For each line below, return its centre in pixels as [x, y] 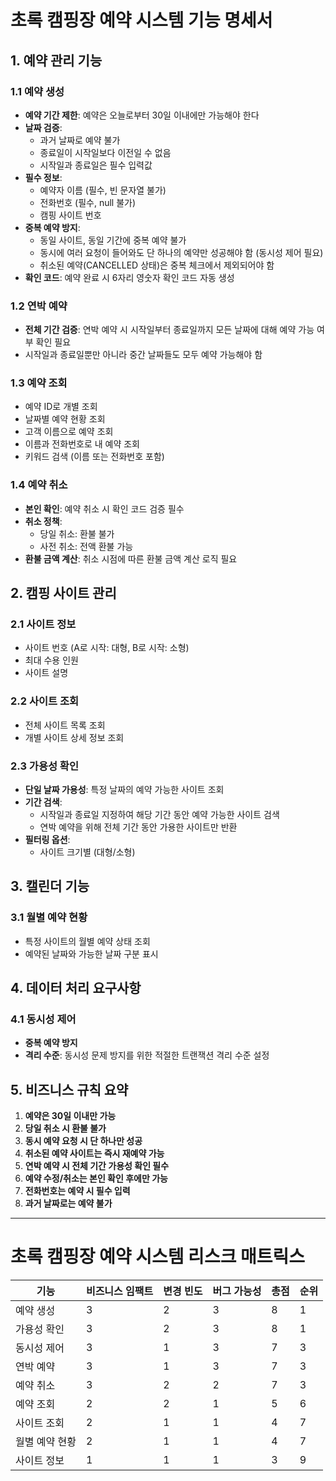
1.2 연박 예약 [39, 306]
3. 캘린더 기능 [50, 886]
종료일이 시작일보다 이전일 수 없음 [105, 152]
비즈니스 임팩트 [119, 1291]
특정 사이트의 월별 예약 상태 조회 [87, 941]
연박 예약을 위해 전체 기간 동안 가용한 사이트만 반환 [138, 827]
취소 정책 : [43, 521]
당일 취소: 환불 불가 [77, 533]
